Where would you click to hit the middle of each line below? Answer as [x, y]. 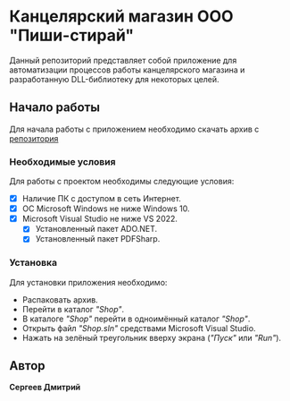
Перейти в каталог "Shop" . [73, 309]
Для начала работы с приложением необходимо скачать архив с [134, 129]
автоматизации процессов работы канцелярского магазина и [127, 70]
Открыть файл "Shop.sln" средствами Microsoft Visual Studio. [139, 328]
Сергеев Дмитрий [45, 388]
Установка [33, 263]
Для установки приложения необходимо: [88, 282]
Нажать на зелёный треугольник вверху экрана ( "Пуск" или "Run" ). [152, 337]
